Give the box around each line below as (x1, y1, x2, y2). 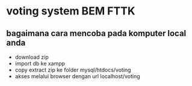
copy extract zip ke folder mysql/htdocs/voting (14, 66, 131, 73)
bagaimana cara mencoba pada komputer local (6, 28, 187, 38)
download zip (14, 54, 49, 61)
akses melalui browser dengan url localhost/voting (14, 73, 140, 79)
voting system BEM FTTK (6, 4, 135, 18)
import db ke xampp (14, 60, 65, 67)
